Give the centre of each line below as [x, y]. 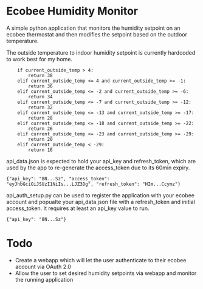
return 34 [40, 97]
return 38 [40, 75]
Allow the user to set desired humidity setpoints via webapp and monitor [106, 273]
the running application [44, 279]
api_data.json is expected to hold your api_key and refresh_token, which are [101, 161]
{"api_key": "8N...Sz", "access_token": [58, 178]
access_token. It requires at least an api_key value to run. [78, 208]
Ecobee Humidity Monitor [72, 11]
